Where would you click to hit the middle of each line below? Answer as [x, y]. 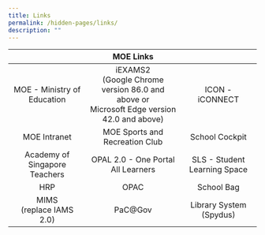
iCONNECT [218, 99]
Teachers [47, 174]
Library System [218, 205]
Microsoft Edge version [133, 110]
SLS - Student [218, 160]
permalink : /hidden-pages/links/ [63, 23]
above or [133, 99]
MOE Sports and [133, 132]
